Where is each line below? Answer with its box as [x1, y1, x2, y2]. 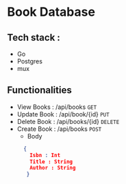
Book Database [7, 4, 96, 20]
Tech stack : [7, 32, 60, 43]
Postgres [16, 57, 43, 65]
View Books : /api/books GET [16, 103, 97, 111]
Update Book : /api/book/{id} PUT [16, 110, 110, 118]
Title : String [29, 158, 73, 165]
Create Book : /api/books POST [16, 125, 102, 133]
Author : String [29, 165, 76, 172]
